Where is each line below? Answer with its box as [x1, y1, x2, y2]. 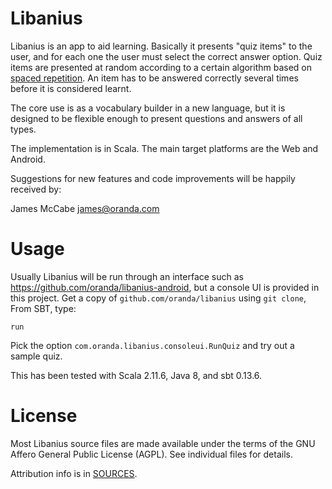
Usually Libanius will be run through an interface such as [10, 270, 244, 282]
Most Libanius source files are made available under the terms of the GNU [10, 437, 316, 449]
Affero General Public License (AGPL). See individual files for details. [10, 448, 293, 460]
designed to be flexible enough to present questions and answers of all [10, 112, 303, 124]
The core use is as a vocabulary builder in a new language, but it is [10, 102, 286, 114]
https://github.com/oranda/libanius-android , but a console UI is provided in [10, 281, 320, 293]
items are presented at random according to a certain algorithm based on [10, 61, 313, 73]
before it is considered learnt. [10, 82, 132, 94]
